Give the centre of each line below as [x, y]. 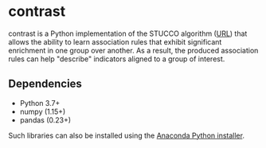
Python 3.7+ [40, 103]
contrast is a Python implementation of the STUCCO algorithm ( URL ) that [128, 33]
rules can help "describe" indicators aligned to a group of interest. [117, 59]
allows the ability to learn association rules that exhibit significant [115, 41]
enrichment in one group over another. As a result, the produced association [133, 50]
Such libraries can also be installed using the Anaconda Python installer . [127, 135]
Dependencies [45, 84]
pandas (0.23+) [45, 120]
